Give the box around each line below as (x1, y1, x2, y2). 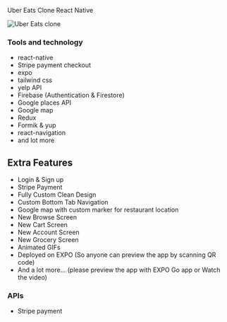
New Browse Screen (17, 213, 78, 222)
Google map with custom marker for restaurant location (17, 205, 179, 214)
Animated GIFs (17, 243, 61, 252)
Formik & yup (17, 121, 56, 130)
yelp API (17, 84, 42, 92)
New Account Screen (17, 228, 80, 236)
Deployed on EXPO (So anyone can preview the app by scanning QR (17, 251, 216, 259)
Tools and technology (7, 37, 83, 47)
